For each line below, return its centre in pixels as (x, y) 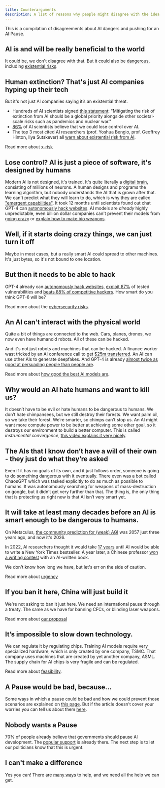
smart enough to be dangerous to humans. (72, 520)
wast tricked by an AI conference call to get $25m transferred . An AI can (79, 354)
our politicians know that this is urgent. (44, 747)
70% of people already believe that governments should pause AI (71, 737)
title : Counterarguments (31, 10)
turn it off (20, 242)
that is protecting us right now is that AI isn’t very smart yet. (66, 497)
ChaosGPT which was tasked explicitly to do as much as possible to (74, 481)
